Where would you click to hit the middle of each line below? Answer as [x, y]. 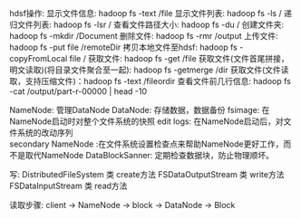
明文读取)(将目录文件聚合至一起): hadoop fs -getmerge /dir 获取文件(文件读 [149, 70]
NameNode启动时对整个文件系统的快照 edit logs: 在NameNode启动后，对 [146, 121]
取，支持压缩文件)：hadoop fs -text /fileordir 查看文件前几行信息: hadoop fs [150, 81]
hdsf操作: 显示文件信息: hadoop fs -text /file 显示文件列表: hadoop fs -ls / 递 [151, 13]
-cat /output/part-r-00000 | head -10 [78, 91]
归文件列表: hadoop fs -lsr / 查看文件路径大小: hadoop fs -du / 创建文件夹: [147, 24]
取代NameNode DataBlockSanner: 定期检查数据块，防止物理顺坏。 [150, 155]
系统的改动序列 [45, 133]
